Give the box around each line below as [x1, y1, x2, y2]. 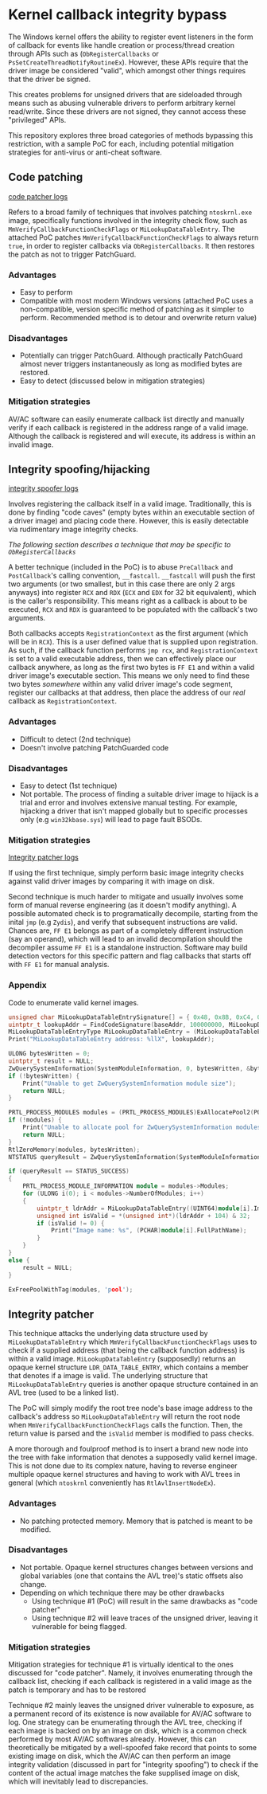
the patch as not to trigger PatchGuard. [8, 249, 137, 259]
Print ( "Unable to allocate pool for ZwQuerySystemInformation [22, 1123, 233, 1132]
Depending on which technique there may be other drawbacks [19, 1588, 225, 1597]
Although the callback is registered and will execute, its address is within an [8, 431, 256, 441]
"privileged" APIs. [8, 115, 67, 124]
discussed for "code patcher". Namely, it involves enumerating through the [8, 1668, 253, 1678]
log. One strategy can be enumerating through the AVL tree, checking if [8, 1718, 242, 1727]
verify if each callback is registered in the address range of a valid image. [8, 422, 249, 432]
